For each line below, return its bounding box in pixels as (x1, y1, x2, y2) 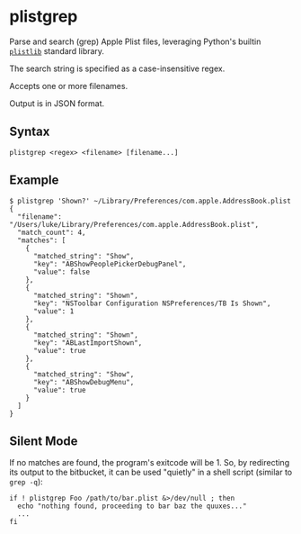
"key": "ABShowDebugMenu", (32, 377, 135, 386)
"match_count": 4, (17, 228, 87, 237)
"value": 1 (32, 306, 75, 316)
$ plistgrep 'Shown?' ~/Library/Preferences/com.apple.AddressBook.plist (9, 196, 292, 205)
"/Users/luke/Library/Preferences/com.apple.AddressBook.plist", (9, 220, 259, 229)
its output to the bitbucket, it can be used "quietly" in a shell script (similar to (9, 466, 293, 478)
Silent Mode (9, 433, 78, 448)
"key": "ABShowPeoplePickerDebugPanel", (32, 259, 187, 268)
